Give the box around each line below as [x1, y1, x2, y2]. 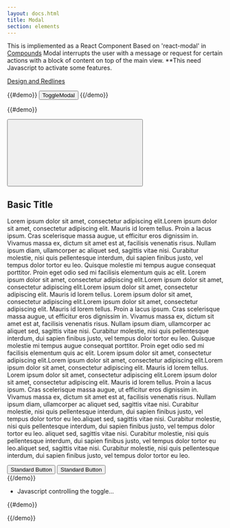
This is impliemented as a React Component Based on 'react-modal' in [7, 42, 207, 50]
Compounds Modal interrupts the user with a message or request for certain [7, 49, 223, 57]
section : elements [7, 23, 60, 30]
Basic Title [7, 199, 54, 210]
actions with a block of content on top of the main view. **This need [7, 57, 201, 65]
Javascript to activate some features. [7, 63, 112, 72]
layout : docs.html [7, 10, 60, 17]
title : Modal [7, 17, 45, 23]
